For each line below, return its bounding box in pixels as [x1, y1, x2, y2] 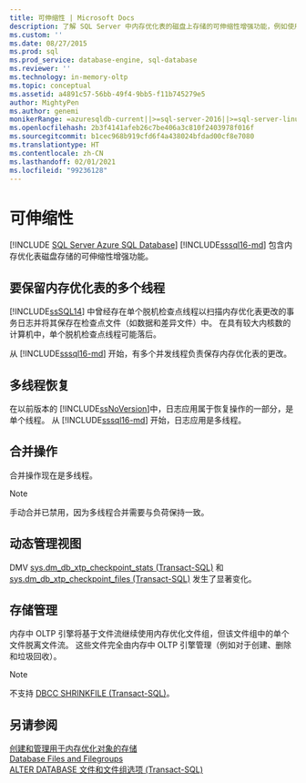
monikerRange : [9, 115, 64, 124]
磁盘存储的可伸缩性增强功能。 [40, 251, 153, 262]
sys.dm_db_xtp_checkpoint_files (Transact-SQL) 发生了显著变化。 [9, 573, 257, 584]
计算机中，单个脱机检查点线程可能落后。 [9, 329, 161, 340]
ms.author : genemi [9, 107, 79, 116]
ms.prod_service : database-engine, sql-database [9, 56, 198, 65]
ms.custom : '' [9, 30, 64, 39]
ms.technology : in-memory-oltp [9, 73, 128, 82]
